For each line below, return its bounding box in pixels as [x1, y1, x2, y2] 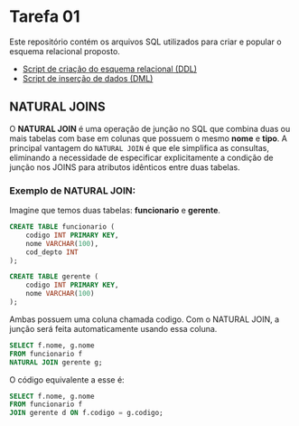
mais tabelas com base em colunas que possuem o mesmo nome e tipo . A [9, 133, 287, 144]
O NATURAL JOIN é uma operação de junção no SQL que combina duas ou [9, 123, 291, 134]
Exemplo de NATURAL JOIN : [9, 184, 136, 196]
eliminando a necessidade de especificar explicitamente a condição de [9, 152, 274, 163]
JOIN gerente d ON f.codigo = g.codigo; [9, 409, 164, 418]
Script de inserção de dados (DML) [22, 72, 154, 83]
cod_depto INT [25, 247, 79, 257]
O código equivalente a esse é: [9, 374, 125, 385]
